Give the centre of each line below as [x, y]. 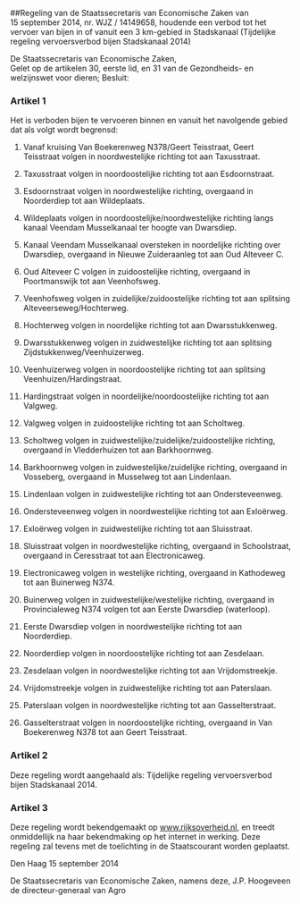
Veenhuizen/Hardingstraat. [72, 379]
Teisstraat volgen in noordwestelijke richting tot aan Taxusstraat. [142, 156]
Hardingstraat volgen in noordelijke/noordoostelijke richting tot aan [146, 396]
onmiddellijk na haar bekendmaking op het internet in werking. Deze [135, 836]
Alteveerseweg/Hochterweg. [75, 308]
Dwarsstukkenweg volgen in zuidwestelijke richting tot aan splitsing [147, 342]
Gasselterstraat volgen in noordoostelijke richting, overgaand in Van [148, 722]
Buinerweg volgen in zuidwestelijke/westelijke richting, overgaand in [149, 600]
